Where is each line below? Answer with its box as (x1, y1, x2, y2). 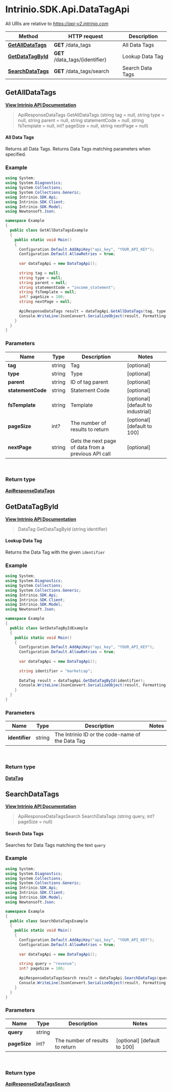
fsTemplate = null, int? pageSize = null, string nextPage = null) (17, 122, 148, 129)
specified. (5, 151, 27, 157)
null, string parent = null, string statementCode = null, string (17, 117, 144, 123)
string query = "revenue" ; (18, 961, 77, 967)
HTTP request (68, 32, 103, 39)
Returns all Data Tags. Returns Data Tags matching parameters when (5, 145, 151, 152)
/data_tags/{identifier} (53, 56, 106, 63)
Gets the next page (70, 437, 117, 444)
